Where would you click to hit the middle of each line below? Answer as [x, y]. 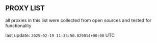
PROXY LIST [25, 8]
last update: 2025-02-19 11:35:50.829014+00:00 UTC [60, 35]
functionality [18, 25]
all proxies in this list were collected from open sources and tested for [78, 20]
